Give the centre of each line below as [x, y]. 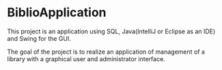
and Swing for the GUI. [39, 38]
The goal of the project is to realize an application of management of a [106, 52]
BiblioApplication [57, 13]
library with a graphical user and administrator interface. [86, 58]
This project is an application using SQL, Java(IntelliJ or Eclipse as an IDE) [111, 31]
